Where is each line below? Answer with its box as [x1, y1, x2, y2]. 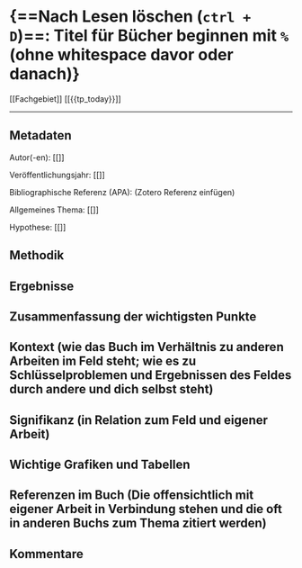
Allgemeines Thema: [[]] [9, 204, 99, 215]
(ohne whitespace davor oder [9, 45, 234, 65]
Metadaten [9, 128, 72, 143]
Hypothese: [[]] [9, 221, 67, 232]
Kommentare [9, 546, 84, 562]
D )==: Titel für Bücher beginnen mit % [9, 25, 289, 46]
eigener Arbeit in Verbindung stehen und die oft [9, 501, 283, 517]
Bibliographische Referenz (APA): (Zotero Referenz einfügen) [9, 186, 235, 197]
